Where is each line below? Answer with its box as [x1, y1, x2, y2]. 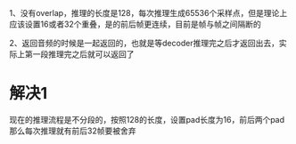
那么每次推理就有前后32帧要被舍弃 [9, 125, 136, 136]
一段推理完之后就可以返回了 [32, 49, 135, 60]
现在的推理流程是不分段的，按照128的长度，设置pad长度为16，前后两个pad [9, 114, 285, 124]
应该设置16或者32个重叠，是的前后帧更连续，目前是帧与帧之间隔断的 [9, 19, 261, 29]
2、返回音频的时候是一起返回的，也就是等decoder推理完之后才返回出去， [9, 38, 279, 48]
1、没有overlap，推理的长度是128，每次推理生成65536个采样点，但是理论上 [9, 8, 288, 18]
